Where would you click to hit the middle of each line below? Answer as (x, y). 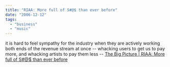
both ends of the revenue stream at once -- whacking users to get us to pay (85, 49)
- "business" (24, 24)
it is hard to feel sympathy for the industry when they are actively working (83, 43)
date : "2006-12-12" (26, 15)
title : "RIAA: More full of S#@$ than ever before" (61, 10)
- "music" (20, 29)
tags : (11, 19)
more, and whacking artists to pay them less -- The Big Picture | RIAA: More (85, 54)
